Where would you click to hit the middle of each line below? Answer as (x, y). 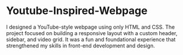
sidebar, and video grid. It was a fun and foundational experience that (91, 39)
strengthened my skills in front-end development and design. (81, 46)
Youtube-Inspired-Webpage (77, 11)
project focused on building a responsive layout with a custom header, (92, 33)
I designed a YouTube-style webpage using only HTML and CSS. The (91, 27)
